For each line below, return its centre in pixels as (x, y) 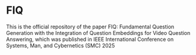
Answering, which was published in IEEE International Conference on (90, 39)
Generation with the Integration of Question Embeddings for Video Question (98, 33)
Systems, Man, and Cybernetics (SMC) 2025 (61, 46)
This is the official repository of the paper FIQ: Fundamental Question (90, 27)
